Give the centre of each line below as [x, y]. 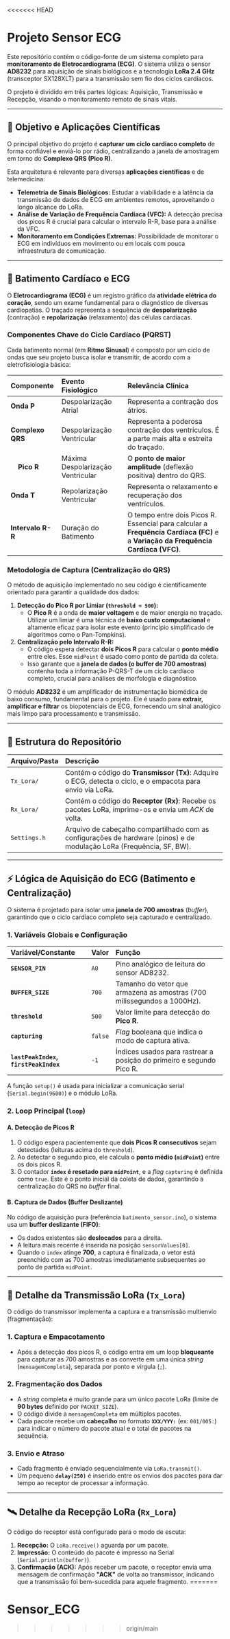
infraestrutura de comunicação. [62, 251]
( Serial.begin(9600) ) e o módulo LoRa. [62, 1093]
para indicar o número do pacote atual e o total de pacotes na [104, 1428]
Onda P [23, 406]
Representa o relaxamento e [172, 486]
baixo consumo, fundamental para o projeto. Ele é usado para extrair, [105, 699]
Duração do [80, 528]
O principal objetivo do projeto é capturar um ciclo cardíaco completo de [111, 144]
